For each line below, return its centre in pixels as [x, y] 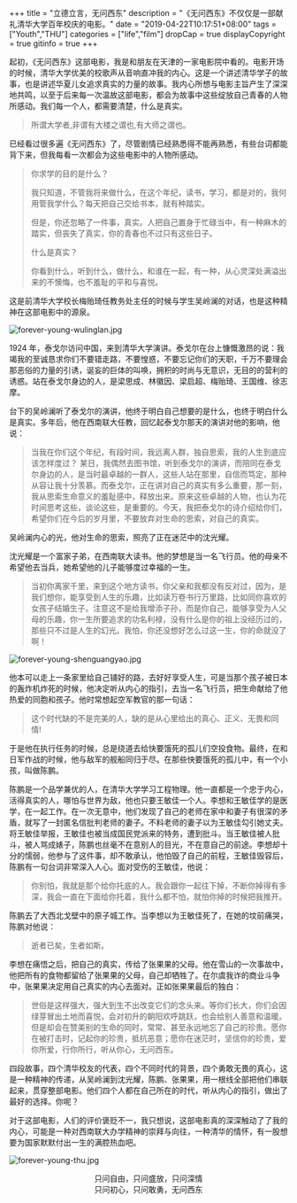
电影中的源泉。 [67, 312]
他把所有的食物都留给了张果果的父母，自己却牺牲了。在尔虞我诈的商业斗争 [145, 975]
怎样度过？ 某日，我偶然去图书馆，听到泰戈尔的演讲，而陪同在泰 [156, 463]
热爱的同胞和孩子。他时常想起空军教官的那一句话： [102, 699]
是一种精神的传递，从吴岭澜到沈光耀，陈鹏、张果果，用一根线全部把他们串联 [148, 1079]
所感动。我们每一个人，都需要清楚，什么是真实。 [98, 106]
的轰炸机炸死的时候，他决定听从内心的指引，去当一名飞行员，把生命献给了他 [148, 688]
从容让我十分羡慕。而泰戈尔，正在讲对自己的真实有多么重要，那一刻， [159, 485]
